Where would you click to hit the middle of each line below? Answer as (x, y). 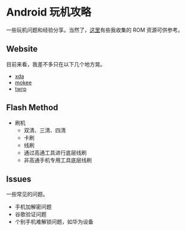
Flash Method (32, 108)
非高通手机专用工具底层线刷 (58, 160)
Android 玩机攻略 (49, 12)
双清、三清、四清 (45, 130)
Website (22, 49)
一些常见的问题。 (27, 194)
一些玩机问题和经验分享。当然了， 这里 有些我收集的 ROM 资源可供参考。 (95, 30)
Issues (19, 179)
